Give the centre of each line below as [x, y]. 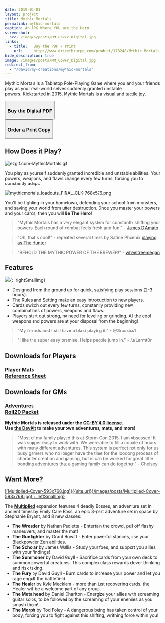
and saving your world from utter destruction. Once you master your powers [82, 208]
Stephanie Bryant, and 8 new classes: [43, 516]
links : [12, 42]
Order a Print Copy [29, 130]
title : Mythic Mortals [28, 19]
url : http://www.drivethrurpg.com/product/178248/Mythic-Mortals [87, 51]
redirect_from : [21, 65]
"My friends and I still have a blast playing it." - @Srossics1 [77, 330]
